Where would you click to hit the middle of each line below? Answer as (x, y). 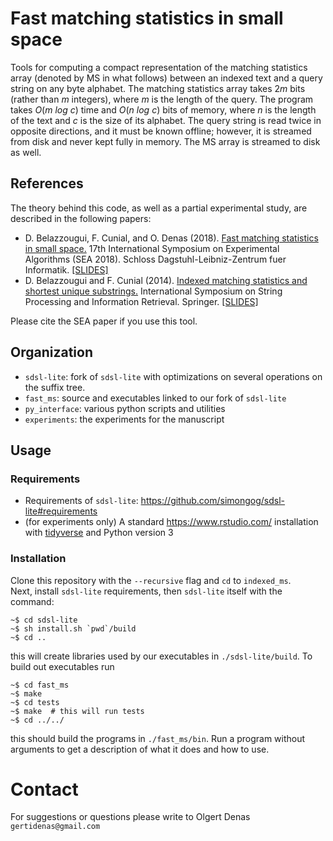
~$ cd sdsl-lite (44, 620)
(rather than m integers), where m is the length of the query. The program (162, 99)
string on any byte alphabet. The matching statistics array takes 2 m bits (158, 88)
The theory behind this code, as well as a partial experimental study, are (159, 208)
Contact (44, 789)
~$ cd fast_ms (40, 685)
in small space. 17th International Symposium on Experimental (152, 248)
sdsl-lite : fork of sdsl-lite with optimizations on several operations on (173, 376)
